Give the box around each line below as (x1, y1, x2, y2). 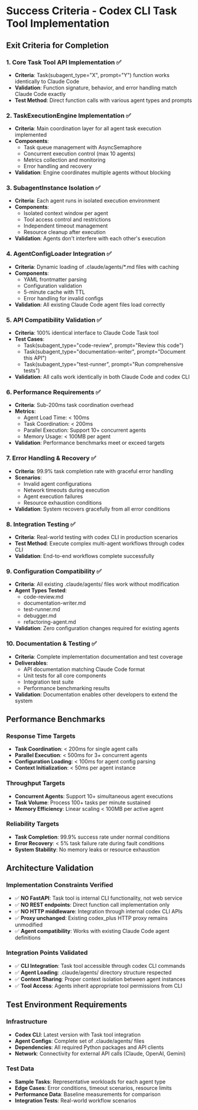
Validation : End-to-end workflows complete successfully (14, 552, 155, 559)
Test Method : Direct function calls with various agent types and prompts (14, 97, 192, 104)
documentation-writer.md (23, 599, 86, 607)
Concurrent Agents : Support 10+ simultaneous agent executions (14, 793, 173, 800)
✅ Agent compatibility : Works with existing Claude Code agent (14, 927, 170, 934)
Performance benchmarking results (23, 684, 111, 691)
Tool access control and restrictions (23, 216, 111, 223)
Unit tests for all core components (23, 672, 106, 679)
